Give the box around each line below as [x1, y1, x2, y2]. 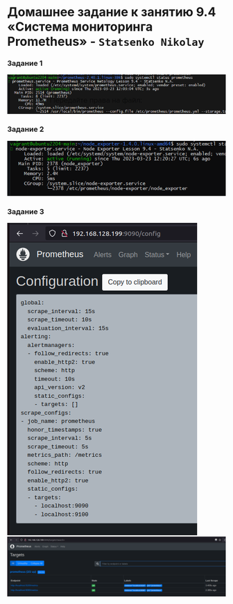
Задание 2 [7, 124, 44, 134]
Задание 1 [7, 58, 43, 68]
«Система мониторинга [7, 19, 153, 35]
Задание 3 [7, 206, 44, 216]
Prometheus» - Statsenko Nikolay [7, 34, 205, 49]
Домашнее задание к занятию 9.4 [7, 4, 216, 20]
